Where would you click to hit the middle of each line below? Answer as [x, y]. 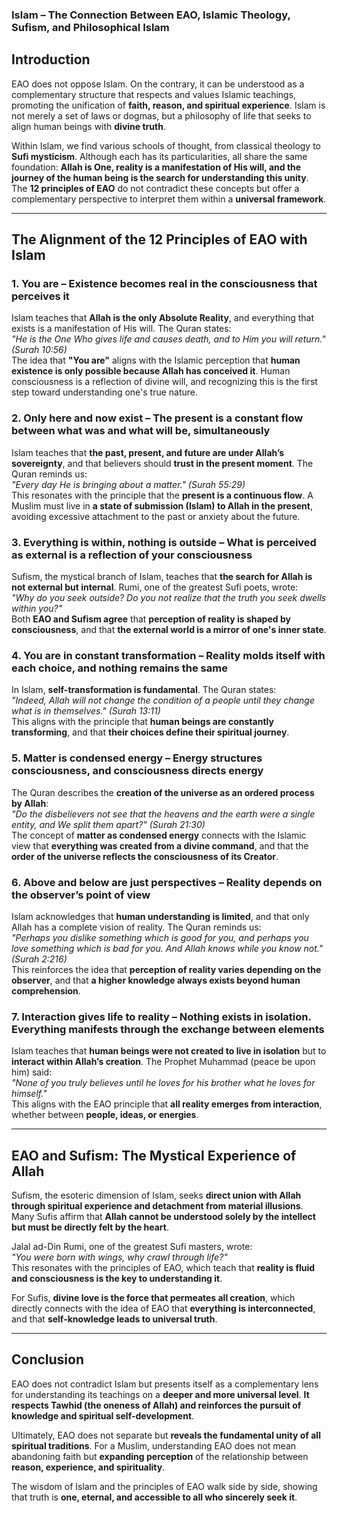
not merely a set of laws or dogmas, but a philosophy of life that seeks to [161, 115]
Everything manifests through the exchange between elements [168, 1029]
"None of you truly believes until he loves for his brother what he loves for [163, 1083]
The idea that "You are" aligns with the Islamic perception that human [156, 360]
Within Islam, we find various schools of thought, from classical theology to [166, 145]
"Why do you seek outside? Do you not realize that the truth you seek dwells [169, 598]
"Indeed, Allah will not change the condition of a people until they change [163, 700]
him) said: [32, 1072]
